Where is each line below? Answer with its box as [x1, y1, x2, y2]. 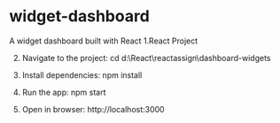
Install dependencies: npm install [21, 69, 143, 81]
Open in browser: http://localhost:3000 [21, 104, 166, 114]
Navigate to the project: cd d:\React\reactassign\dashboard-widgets [21, 52, 272, 63]
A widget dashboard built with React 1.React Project [9, 35, 198, 46]
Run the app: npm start [21, 87, 106, 97]
